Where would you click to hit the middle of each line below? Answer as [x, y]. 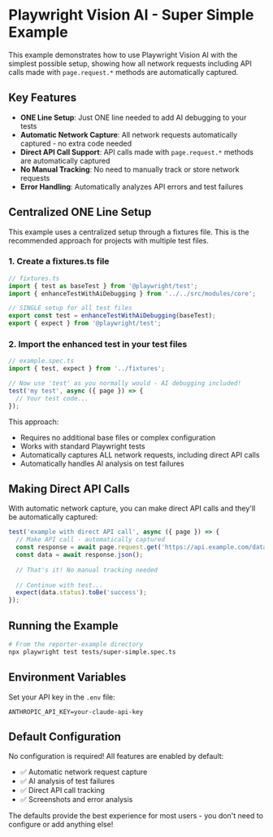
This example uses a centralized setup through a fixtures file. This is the [129, 232]
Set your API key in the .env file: [62, 697]
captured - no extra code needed [76, 143]
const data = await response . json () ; [80, 555]
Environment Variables [67, 677]
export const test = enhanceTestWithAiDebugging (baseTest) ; [113, 316]
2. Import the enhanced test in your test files [98, 344]
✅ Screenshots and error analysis [76, 800]
